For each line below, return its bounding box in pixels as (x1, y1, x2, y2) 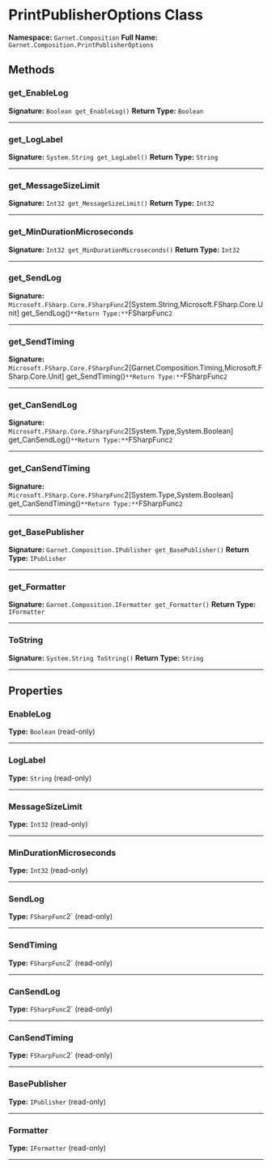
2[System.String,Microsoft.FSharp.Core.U (124, 299, 263, 309)
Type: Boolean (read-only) (8, 727, 96, 737)
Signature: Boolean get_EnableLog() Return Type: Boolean (8, 105, 204, 115)
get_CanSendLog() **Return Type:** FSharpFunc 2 (8, 435, 173, 445)
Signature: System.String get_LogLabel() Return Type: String (8, 152, 219, 161)
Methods (8, 63, 55, 77)
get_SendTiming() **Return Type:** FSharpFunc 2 (66, 371, 228, 382)
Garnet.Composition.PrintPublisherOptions (8, 41, 154, 49)
